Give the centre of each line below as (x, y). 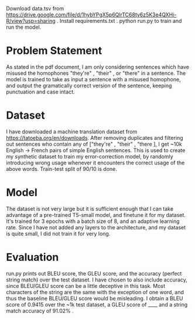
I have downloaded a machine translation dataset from (72, 132)
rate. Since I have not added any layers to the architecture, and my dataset (96, 227)
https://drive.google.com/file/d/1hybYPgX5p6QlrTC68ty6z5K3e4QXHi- (91, 15)
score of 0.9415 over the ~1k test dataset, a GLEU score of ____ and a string (97, 304)
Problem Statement (54, 51)
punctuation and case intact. (40, 92)
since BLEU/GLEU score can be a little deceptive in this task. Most (86, 285)
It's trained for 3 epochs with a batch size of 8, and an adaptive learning (93, 221)
